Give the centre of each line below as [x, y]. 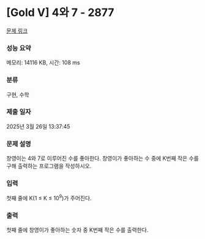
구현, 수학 [18, 94]
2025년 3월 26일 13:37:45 [38, 126]
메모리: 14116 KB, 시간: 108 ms [43, 63]
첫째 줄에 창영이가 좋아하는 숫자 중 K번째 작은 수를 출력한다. [77, 230]
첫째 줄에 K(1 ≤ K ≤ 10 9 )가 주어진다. [49, 198]
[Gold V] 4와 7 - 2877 [60, 13]
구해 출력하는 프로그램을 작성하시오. [49, 166]
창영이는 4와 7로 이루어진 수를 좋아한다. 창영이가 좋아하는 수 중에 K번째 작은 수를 [102, 158]
